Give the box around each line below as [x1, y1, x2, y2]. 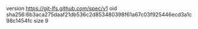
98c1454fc [6, 17, 33, 24]
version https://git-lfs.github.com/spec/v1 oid [6, 5, 117, 12]
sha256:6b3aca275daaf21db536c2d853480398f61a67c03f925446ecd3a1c [6, 11, 192, 18]
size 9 [33, 17, 49, 24]
